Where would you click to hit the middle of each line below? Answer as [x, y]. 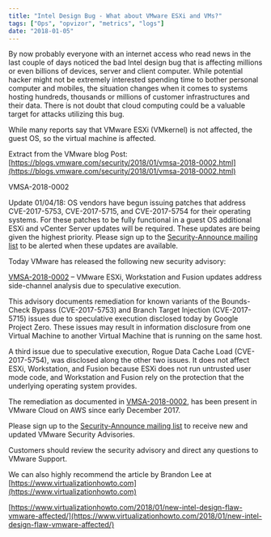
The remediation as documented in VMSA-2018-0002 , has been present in [133, 402]
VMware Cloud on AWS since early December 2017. [94, 411]
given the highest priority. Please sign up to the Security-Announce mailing [133, 237]
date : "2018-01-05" [41, 31]
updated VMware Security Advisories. [72, 435]
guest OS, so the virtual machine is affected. [82, 139]
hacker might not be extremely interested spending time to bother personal [133, 80]
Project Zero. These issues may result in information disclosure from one [129, 327]
